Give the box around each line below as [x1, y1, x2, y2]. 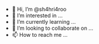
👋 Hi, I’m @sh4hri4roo [11, 6, 67, 12]
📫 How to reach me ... [11, 32, 68, 38]
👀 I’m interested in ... [11, 12, 63, 19]
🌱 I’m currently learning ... [11, 18, 76, 25]
